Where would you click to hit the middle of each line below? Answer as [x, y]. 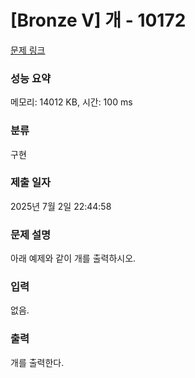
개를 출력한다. [37, 362]
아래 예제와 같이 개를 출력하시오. [73, 258]
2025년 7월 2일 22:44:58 [61, 206]
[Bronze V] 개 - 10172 [98, 20]
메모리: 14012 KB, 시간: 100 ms [71, 102]
